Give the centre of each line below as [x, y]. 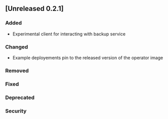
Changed [17, 46]
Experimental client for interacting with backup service [69, 34]
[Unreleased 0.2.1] [34, 9]
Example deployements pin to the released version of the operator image [88, 57]
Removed [17, 70]
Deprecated [20, 97]
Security [16, 111]
